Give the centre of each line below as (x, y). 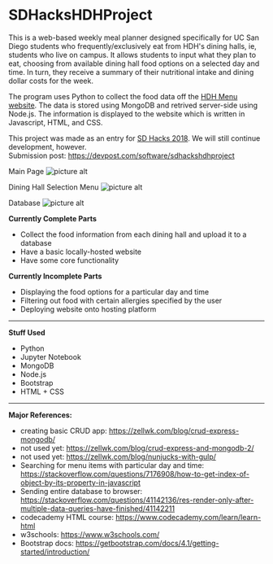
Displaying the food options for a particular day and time (115, 291)
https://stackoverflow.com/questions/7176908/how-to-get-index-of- (135, 474)
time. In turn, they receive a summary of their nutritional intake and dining (131, 72)
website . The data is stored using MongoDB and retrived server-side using (133, 105)
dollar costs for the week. (51, 81)
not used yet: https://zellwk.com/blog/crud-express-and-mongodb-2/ (137, 448)
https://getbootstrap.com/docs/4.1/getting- (147, 543)
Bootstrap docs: (47, 543)
